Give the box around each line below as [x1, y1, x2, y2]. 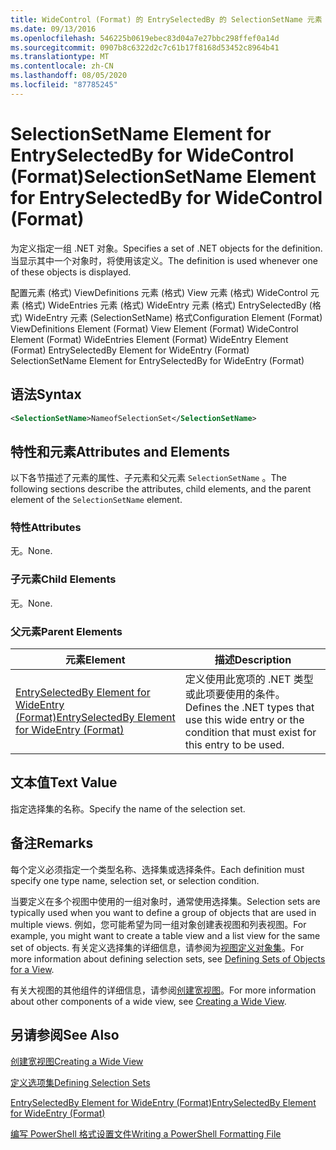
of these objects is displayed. [10, 266, 132, 278]
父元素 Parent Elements [10, 624, 123, 638]
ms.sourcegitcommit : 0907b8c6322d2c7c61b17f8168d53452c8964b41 [10, 42, 280, 53]
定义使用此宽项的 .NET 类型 [184, 672, 314, 686]
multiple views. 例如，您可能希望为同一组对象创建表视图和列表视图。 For [10, 918, 307, 930]
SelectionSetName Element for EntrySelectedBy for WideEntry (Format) [10, 354, 305, 366]
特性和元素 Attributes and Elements [10, 443, 231, 460]
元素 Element [65, 653, 126, 667]
